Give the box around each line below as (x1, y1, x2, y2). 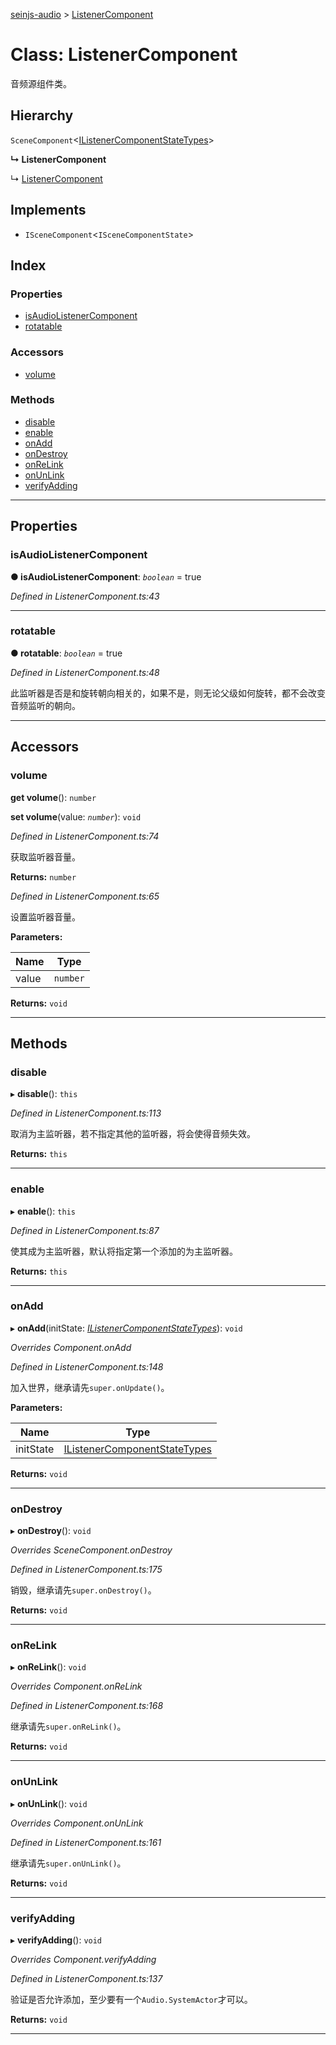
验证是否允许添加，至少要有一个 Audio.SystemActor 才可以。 (10, 1993, 253, 2005)
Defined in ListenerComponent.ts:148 (10, 1360, 164, 1373)
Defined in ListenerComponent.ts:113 (10, 1107, 162, 1119)
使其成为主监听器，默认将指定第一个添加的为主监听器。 (10, 1245, 238, 1257)
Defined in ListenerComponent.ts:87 (10, 1224, 160, 1236)
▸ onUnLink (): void (10, 1797, 88, 1809)
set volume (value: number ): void (10, 810, 142, 823)
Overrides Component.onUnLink (10, 1817, 144, 1829)
